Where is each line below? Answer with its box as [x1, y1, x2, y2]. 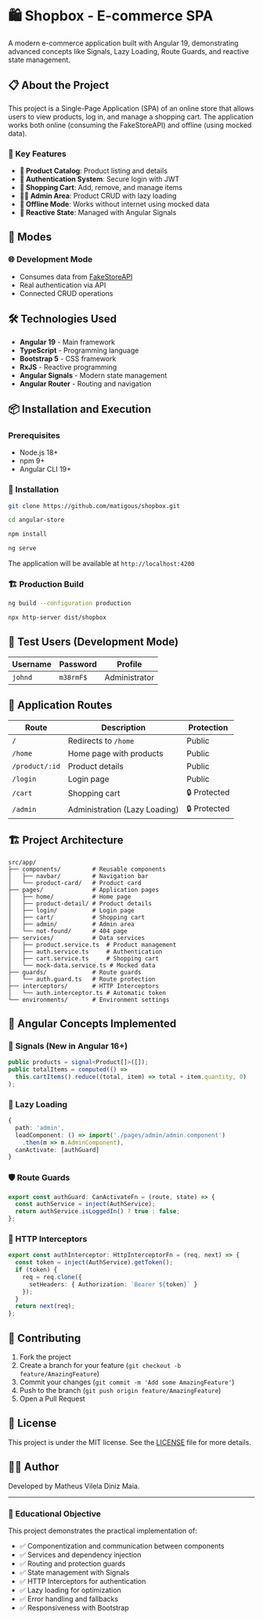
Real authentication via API [19, 280, 106, 290]
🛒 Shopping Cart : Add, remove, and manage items [19, 183, 182, 192]
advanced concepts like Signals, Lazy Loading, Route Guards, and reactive [8, 46, 249, 56]
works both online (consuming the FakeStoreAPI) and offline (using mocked [8, 120, 252, 130]
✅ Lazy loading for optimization [19, 1585, 121, 1595]
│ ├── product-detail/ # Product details [8, 899, 153, 908]
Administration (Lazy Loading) [67, 804, 179, 815]
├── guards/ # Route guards [8, 968, 142, 976]
